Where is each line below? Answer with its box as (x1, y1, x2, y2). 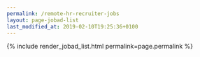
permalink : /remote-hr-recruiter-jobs (6, 10, 120, 17)
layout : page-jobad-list (6, 17, 79, 24)
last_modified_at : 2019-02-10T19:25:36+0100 (6, 23, 138, 30)
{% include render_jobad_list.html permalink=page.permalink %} (6, 42, 194, 51)
